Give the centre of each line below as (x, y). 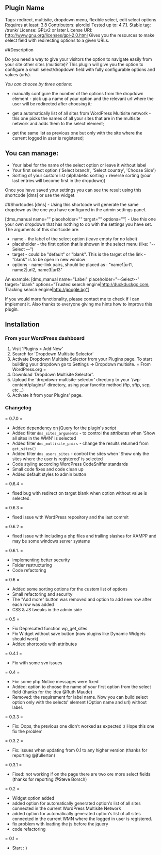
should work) (25, 638)
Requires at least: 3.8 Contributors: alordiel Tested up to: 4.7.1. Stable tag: (78, 25)
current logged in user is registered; (48, 138)
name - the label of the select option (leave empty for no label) (74, 239)
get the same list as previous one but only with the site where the (77, 133)
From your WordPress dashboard (45, 338)
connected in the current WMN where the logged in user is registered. (82, 819)
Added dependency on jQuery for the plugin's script (64, 428)
